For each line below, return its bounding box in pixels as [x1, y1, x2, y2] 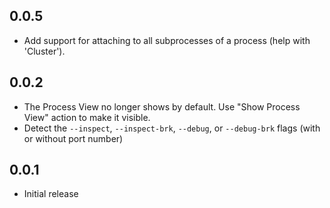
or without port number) [23, 132, 124, 144]
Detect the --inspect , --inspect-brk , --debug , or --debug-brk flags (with [23, 122, 321, 134]
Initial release [23, 188, 79, 200]
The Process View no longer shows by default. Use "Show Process [23, 100, 301, 113]
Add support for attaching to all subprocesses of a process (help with [23, 34, 311, 46]
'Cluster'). [23, 45, 66, 57]
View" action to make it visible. [23, 111, 151, 123]
